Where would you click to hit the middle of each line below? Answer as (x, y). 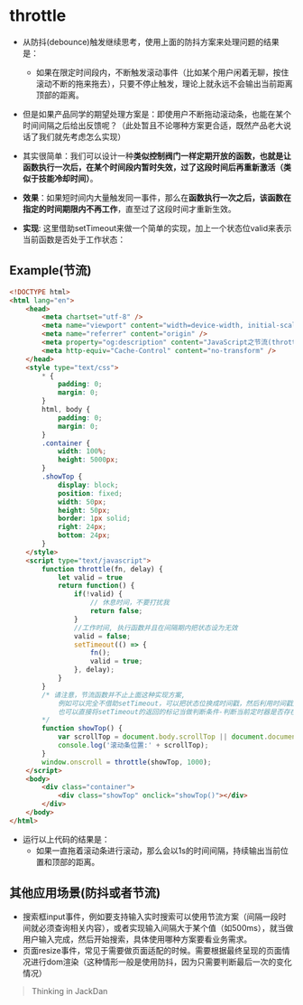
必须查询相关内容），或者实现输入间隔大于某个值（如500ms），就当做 (166, 927)
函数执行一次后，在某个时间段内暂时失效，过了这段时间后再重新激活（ (153, 167)
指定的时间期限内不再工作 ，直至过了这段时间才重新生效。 (129, 209)
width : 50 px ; (82, 502)
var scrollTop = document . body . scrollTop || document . (163, 737)
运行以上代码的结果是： (66, 839)
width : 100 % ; (82, 451)
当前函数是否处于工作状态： (74, 239)
